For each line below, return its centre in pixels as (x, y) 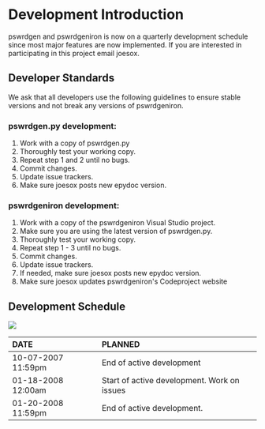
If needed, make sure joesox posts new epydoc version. (110, 273)
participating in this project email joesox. (74, 53)
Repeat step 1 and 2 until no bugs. (75, 160)
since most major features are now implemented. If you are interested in (125, 44)
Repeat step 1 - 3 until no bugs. (70, 248)
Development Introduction (96, 15)
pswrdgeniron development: (64, 205)
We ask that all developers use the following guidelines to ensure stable (125, 97)
